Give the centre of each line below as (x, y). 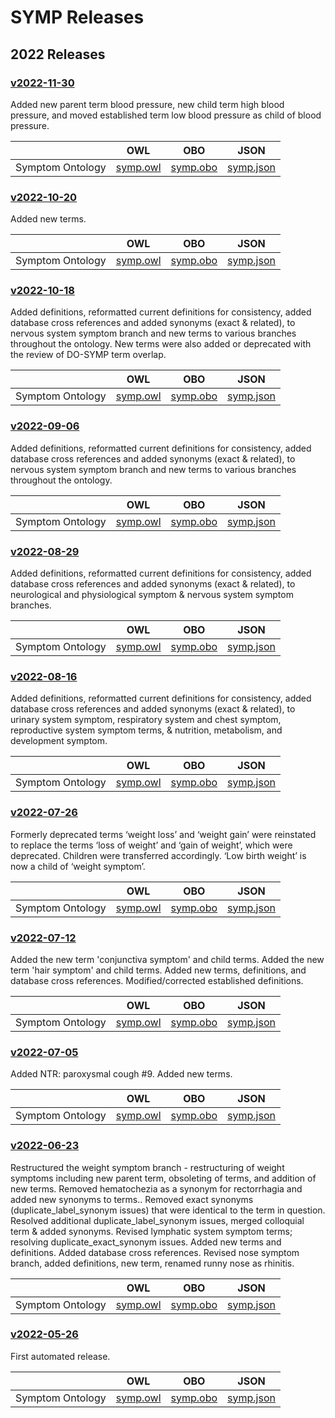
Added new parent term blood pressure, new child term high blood (147, 104)
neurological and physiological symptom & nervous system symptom (152, 595)
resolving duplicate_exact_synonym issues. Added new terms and (146, 1242)
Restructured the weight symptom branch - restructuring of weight (147, 1167)
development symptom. (59, 741)
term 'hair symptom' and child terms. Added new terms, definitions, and (158, 970)
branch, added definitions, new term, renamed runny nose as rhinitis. (152, 1263)
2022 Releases (58, 54)
